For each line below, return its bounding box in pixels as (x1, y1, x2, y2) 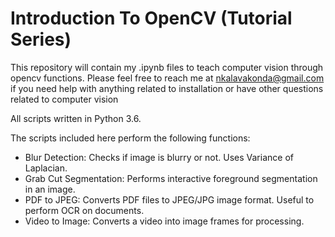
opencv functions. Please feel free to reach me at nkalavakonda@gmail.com (10, 72, 325, 84)
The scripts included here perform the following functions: (10, 132, 251, 144)
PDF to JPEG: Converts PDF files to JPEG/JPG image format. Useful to (24, 193, 315, 206)
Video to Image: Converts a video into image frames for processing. (24, 215, 305, 227)
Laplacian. (24, 162, 68, 174)
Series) (10, 28, 72, 51)
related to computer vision (10, 93, 119, 105)
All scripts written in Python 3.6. (10, 112, 142, 124)
